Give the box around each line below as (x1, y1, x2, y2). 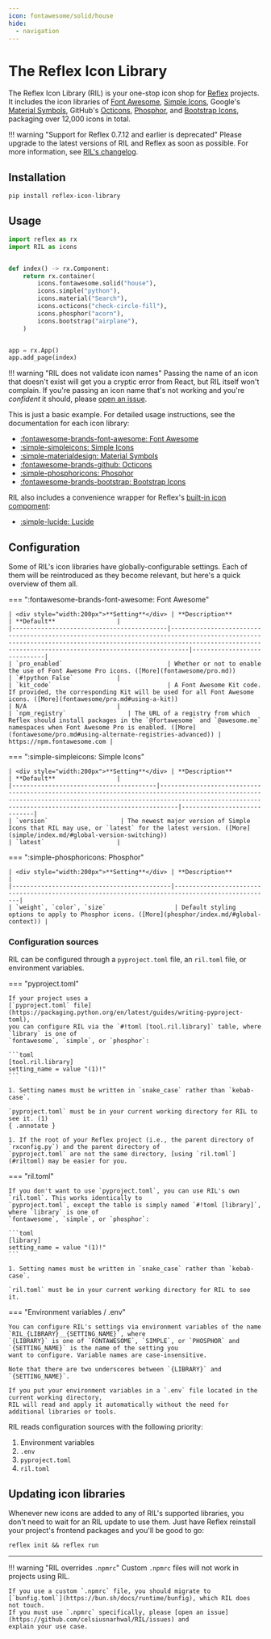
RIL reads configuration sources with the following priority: (8, 1422, 203, 1432)
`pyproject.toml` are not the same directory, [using (8, 1150, 194, 1159)
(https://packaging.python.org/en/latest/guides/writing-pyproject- (8, 1008, 244, 1017)
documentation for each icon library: (8, 418, 130, 429)
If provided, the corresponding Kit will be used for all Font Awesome (8, 688, 254, 696)
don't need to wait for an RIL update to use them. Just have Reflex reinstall (8, 1517, 256, 1527)
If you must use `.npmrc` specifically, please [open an (8, 1608, 204, 1617)
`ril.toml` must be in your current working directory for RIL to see (8, 1286, 251, 1295)
